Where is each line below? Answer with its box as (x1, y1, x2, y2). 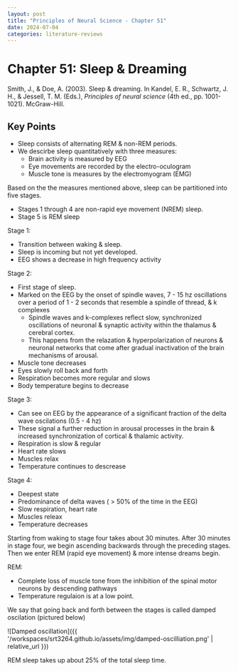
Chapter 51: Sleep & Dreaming (7, 61, 187, 77)
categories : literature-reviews (7, 30, 103, 38)
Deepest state (17, 490, 59, 498)
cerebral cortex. (28, 329, 75, 337)
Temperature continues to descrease (17, 462, 126, 471)
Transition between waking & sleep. (17, 240, 122, 248)
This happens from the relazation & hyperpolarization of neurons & (28, 336, 224, 344)
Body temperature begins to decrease (17, 381, 129, 389)
